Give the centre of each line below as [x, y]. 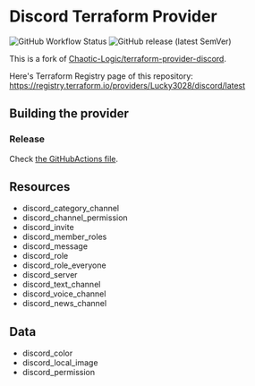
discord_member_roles [64, 237]
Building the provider [69, 114]
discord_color [47, 353]
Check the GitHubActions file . [64, 159]
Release [27, 139]
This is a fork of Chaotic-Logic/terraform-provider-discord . [118, 58]
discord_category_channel [70, 209]
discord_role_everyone [64, 265]
